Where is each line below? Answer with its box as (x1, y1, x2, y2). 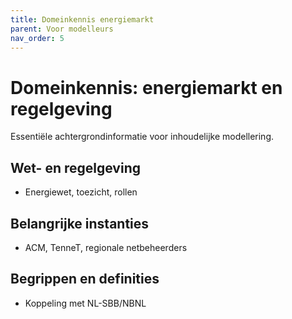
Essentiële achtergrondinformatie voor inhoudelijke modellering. (10, 131, 275, 143)
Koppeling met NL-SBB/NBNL (24, 297, 147, 309)
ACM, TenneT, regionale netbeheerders (24, 241, 188, 253)
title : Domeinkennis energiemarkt (10, 14, 155, 25)
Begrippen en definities (10, 271, 160, 288)
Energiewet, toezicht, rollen (24, 186, 138, 198)
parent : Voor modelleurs (10, 24, 114, 34)
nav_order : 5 (10, 33, 65, 43)
